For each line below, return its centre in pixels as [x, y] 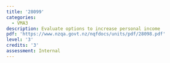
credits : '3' [23, 46]
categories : [21, 17]
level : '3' [20, 40]
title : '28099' [25, 12]
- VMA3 [20, 23]
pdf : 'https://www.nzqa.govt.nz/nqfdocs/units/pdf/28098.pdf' [86, 34]
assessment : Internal [33, 51]
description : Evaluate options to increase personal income [83, 28]
